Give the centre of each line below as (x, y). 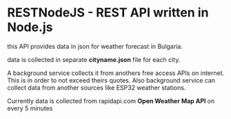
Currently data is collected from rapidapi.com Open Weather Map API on (111, 100)
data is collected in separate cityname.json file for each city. (94, 59)
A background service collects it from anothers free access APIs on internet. (116, 73)
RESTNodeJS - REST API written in (108, 13)
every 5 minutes (30, 108)
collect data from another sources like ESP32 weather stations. (97, 87)
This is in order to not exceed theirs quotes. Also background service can (111, 80)
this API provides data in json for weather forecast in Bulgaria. (95, 46)
